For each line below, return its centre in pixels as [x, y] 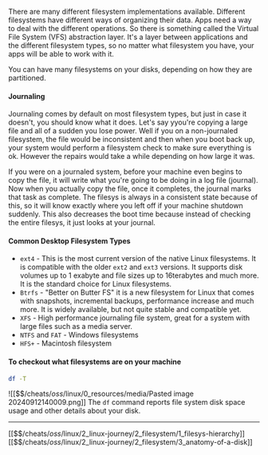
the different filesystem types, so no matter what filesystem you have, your [131, 45]
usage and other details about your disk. [75, 411]
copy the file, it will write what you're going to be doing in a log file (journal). [133, 180]
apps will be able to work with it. [61, 54]
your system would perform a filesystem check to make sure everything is [130, 148]
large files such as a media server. [76, 326]
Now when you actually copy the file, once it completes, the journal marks [130, 189]
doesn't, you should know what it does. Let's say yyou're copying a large [128, 122]
